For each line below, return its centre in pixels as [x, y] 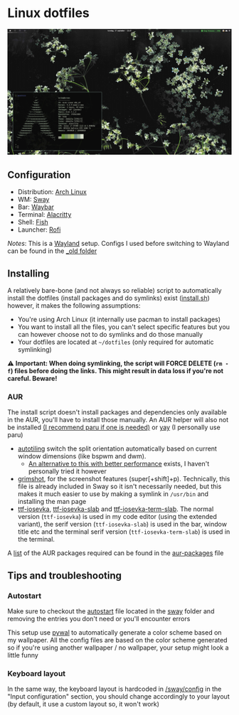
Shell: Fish [33, 222]
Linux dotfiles [49, 13]
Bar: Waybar [36, 207]
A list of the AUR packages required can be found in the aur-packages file [116, 553]
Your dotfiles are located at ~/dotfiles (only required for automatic [116, 342]
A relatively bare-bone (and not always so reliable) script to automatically [115, 291]
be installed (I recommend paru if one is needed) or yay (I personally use [114, 427]
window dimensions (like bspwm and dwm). [82, 456]
